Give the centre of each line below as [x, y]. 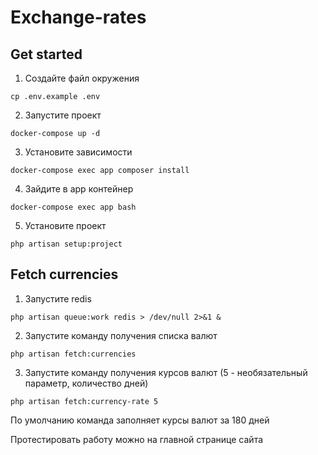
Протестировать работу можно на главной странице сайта [137, 439]
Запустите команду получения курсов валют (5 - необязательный [166, 372]
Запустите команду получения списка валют [121, 335]
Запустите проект [63, 115]
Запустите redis [58, 298]
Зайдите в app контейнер [79, 189]
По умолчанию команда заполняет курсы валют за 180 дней [140, 420]
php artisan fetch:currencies [73, 354]
